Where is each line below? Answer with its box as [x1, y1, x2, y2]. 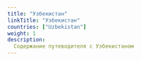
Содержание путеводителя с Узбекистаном [13, 43, 134, 50]
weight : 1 [7, 29, 37, 37]
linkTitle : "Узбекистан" [7, 17, 80, 24]
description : [7, 36, 46, 43]
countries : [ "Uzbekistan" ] [7, 23, 87, 30]
